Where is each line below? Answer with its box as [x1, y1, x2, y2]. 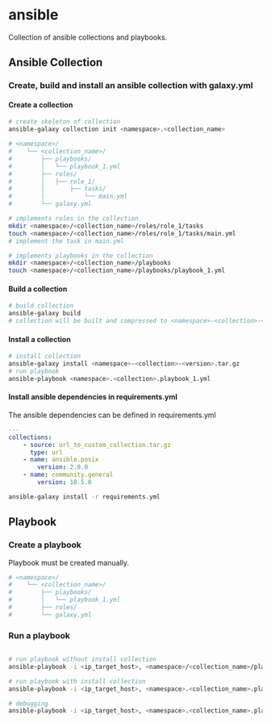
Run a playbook [8, 629, 71, 641]
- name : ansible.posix [23, 456, 99, 464]
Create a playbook [8, 539, 82, 550]
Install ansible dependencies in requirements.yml [8, 392, 177, 402]
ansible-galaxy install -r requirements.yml [8, 492, 161, 501]
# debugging [8, 700, 48, 708]
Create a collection [8, 99, 73, 110]
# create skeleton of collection [8, 118, 121, 126]
